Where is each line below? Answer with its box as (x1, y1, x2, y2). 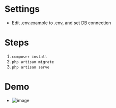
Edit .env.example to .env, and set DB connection (11, 20, 111, 26)
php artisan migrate (11, 59, 54, 65)
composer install (11, 54, 48, 59)
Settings (4, 3, 40, 15)
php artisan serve (11, 65, 50, 70)
